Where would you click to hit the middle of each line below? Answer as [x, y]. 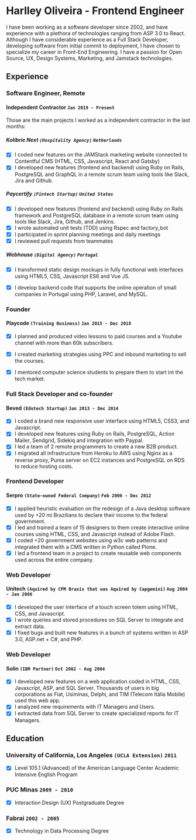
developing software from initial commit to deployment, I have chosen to [93, 46]
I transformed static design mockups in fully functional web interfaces [99, 269]
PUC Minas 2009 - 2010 [40, 790]
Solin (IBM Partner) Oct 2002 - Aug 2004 [56, 668]
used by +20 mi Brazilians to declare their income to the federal [91, 515]
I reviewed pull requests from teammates [64, 241]
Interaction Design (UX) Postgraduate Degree [69, 802]
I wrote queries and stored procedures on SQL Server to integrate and [99, 620]
